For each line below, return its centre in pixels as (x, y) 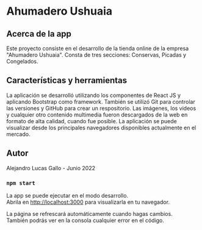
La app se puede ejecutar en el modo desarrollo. (67, 195)
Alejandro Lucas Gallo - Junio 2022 (51, 168)
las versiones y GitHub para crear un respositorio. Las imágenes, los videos (101, 108)
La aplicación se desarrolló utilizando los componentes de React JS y (94, 95)
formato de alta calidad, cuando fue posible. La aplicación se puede (92, 121)
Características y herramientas (67, 81)
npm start (21, 183)
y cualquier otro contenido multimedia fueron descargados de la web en (97, 115)
